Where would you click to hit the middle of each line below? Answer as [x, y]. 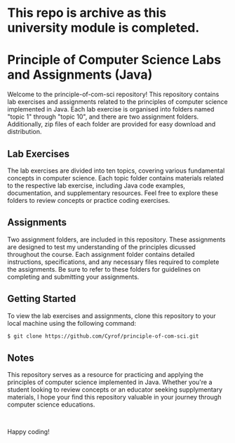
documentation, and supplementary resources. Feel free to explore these [113, 193]
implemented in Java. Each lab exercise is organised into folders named [111, 110]
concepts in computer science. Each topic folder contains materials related [116, 178]
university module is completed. [103, 28]
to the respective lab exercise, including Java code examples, [96, 185]
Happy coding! [29, 432]
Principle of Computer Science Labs [114, 60]
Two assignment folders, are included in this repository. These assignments [116, 239]
